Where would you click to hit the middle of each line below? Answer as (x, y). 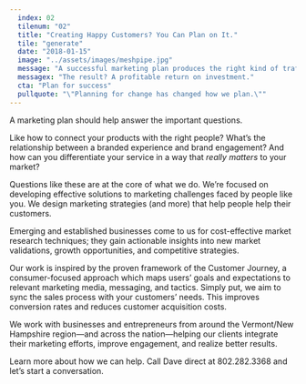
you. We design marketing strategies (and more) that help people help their (150, 203)
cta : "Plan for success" (65, 86)
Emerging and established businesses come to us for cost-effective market (150, 231)
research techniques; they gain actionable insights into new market (135, 240)
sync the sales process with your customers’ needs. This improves (134, 297)
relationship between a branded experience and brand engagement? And (147, 147)
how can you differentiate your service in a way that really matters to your (148, 157)
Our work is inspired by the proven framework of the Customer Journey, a (148, 268)
